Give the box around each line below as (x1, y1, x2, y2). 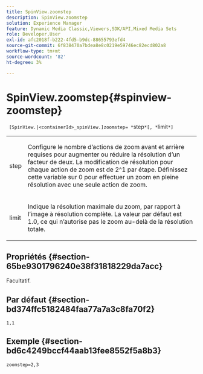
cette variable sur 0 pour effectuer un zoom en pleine (27, 173, 179, 182)
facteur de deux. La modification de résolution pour (27, 158, 173, 166)
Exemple (6, 336, 40, 347)
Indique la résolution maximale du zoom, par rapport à (27, 203, 181, 211)
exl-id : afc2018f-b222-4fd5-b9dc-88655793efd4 (6, 37, 126, 43)
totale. (27, 225, 46, 233)
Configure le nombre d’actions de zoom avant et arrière (27, 143, 185, 151)
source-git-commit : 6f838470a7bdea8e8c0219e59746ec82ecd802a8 (6, 43, 166, 49)
